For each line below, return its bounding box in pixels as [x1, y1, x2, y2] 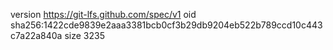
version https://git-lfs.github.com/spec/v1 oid [10, 9, 197, 20]
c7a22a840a [10, 30, 63, 41]
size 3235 [64, 30, 105, 41]
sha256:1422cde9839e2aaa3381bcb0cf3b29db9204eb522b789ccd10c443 [10, 19, 323, 31]
